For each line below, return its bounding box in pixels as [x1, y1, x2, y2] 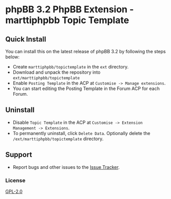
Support [5, 150, 32, 159]
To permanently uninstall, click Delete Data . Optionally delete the [12, 130, 150, 136]
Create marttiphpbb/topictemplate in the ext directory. [12, 64, 129, 70]
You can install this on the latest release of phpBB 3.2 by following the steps [5, 49, 166, 54]
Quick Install [5, 35, 46, 43]
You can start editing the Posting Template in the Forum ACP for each [12, 85, 160, 92]
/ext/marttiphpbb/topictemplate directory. [12, 136, 104, 142]
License [5, 176, 26, 184]
